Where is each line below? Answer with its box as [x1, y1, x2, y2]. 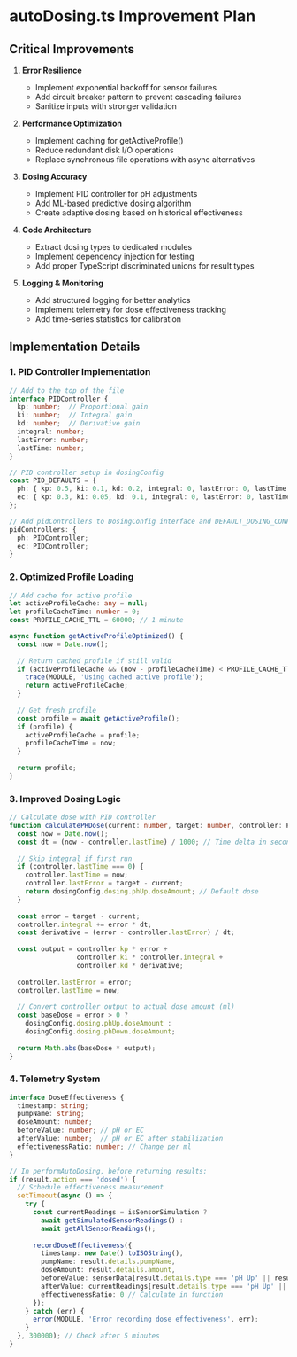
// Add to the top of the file [9, 386, 125, 395]
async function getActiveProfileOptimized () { [9, 632, 184, 641]
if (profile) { [17, 722, 73, 731]
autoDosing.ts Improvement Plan [9, 6, 256, 27]
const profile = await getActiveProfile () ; [17, 714, 179, 723]
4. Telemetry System [9, 1072, 101, 1085]
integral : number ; [17, 427, 86, 436]
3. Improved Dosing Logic [9, 792, 121, 805]
